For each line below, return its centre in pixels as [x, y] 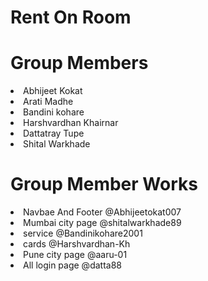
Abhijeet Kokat [53, 91]
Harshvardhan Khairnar [71, 123]
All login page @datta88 [72, 265]
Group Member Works [104, 184]
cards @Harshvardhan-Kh [77, 244]
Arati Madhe [48, 102]
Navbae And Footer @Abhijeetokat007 [102, 212]
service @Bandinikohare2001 [83, 233]
